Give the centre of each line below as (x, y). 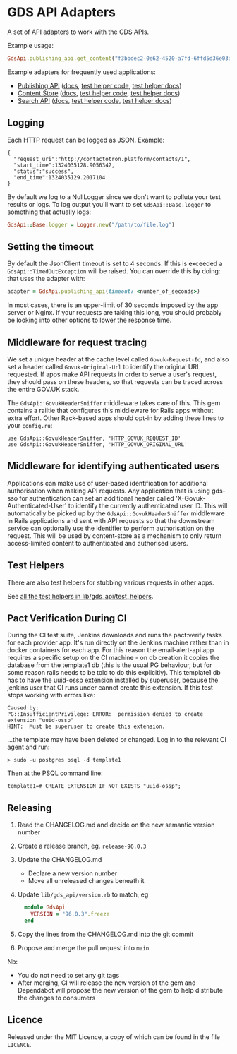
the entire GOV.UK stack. (43, 389)
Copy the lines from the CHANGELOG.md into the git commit (105, 934)
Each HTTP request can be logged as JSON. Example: (86, 140)
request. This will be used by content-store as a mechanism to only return (115, 535)
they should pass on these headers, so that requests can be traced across (115, 382)
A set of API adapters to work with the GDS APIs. (78, 32)
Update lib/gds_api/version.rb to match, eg (83, 894)
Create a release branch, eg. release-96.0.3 (82, 846)
